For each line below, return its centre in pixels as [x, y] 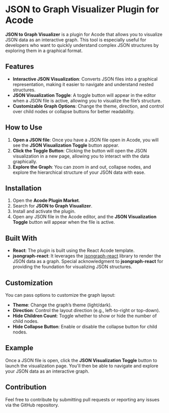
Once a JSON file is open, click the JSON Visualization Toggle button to [81, 360]
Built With [21, 238]
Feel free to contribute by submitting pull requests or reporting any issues [82, 399]
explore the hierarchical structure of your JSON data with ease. [79, 172]
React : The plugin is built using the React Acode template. [74, 250]
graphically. [25, 161]
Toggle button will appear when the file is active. [64, 222]
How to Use [24, 128]
